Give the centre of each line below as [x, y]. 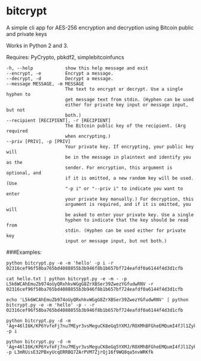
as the [14, 162]
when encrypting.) [88, 136]
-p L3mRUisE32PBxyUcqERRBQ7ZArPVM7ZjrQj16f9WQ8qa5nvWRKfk [80, 352]
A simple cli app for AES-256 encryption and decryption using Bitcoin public [100, 28]
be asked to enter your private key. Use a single [130, 215]
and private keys [27, 34]
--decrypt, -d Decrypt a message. [60, 78]
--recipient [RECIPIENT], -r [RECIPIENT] [59, 120]
